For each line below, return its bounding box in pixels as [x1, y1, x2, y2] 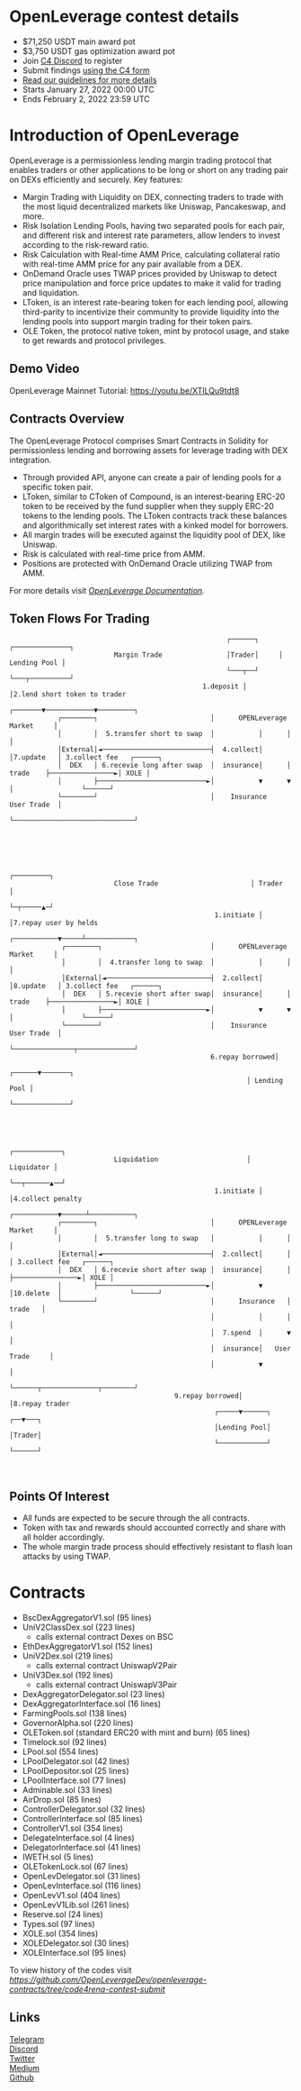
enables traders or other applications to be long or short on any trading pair [9, 164, 289, 175]
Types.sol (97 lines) [22, 1919, 96, 1930]
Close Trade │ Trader [113, 879, 283, 888]
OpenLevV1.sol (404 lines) [22, 1890, 121, 1901]
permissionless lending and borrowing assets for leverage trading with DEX [9, 444, 288, 456]
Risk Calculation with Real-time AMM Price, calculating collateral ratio [22, 249, 280, 259]
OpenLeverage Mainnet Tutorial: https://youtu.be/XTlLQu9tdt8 [9, 385, 240, 395]
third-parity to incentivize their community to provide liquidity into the [22, 306, 280, 317]
